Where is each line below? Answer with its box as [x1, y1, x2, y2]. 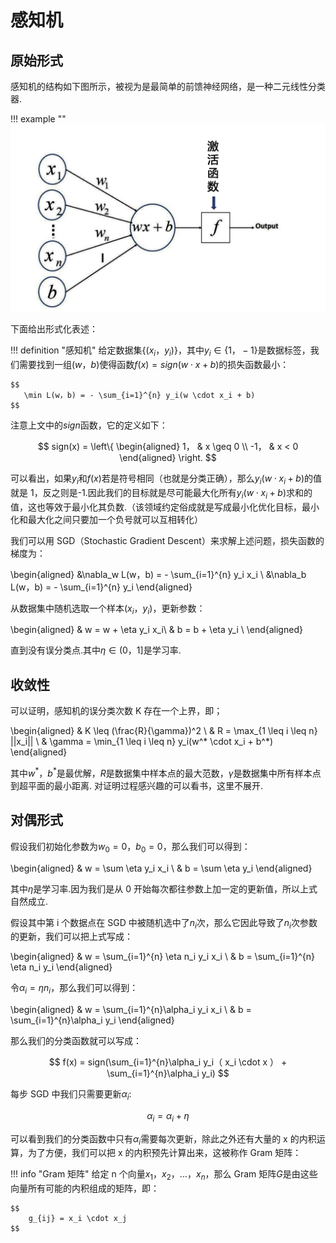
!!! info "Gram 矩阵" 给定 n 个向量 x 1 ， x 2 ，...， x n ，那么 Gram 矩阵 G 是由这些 [10, 1168, 318, 1183]
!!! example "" [10, 113, 67, 125]
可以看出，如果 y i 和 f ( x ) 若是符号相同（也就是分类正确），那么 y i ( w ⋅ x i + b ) [10, 472, 305, 486]
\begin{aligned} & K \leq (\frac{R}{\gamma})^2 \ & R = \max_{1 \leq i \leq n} [10, 725, 318, 737]
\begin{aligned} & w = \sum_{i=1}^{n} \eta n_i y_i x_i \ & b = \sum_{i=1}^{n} [10, 951, 316, 963]
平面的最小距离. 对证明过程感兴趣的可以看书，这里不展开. [27, 779, 264, 791]
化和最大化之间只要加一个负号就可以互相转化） [10, 513, 203, 525]
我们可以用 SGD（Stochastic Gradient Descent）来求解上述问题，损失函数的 [10, 534, 325, 546]
